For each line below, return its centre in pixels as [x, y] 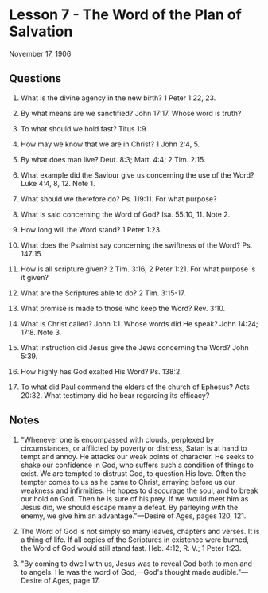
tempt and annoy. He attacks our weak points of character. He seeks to [137, 456]
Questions [35, 78]
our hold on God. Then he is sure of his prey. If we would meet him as [134, 498]
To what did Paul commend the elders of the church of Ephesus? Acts [135, 387]
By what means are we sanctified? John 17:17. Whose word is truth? [131, 113]
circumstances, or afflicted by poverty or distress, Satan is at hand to [134, 448]
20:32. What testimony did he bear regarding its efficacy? [115, 395]
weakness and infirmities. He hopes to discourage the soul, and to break [139, 490]
